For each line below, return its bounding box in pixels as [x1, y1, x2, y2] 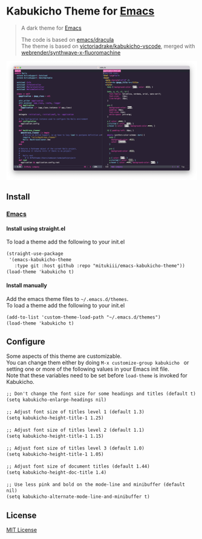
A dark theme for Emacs [21, 24, 82, 31]
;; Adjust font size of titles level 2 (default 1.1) [6, 427, 145, 434]
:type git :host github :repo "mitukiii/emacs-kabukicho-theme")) [14, 263, 186, 269]
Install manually [6, 282, 47, 289]
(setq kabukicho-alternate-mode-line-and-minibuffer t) [6, 494, 150, 500]
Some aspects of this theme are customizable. [6, 352, 122, 360]
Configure [6, 337, 45, 347]
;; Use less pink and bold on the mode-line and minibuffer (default [6, 481, 186, 488]
